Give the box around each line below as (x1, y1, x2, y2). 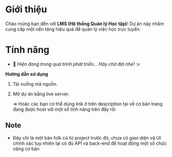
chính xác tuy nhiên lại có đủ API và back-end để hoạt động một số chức (12, 140, 167, 146)
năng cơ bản (12, 145, 40, 152)
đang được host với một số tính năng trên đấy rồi (12, 106, 116, 112)
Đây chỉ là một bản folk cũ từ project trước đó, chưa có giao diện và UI (12, 134, 161, 141)
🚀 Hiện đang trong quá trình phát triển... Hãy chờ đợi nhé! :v (12, 61, 140, 67)
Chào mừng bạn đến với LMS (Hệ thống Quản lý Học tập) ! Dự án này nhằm (5, 21, 164, 27)
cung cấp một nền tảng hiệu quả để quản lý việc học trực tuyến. (5, 26, 141, 32)
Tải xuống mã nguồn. (12, 81, 58, 87)
